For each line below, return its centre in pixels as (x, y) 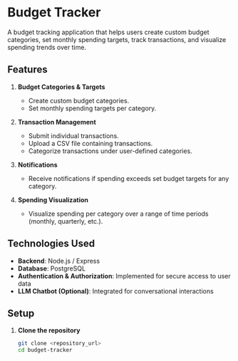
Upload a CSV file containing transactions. (90, 143)
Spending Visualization (53, 199)
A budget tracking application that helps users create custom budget (108, 32)
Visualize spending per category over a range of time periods (118, 214)
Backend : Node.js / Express (59, 261)
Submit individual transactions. (73, 135)
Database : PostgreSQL (52, 268)
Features (27, 69)
